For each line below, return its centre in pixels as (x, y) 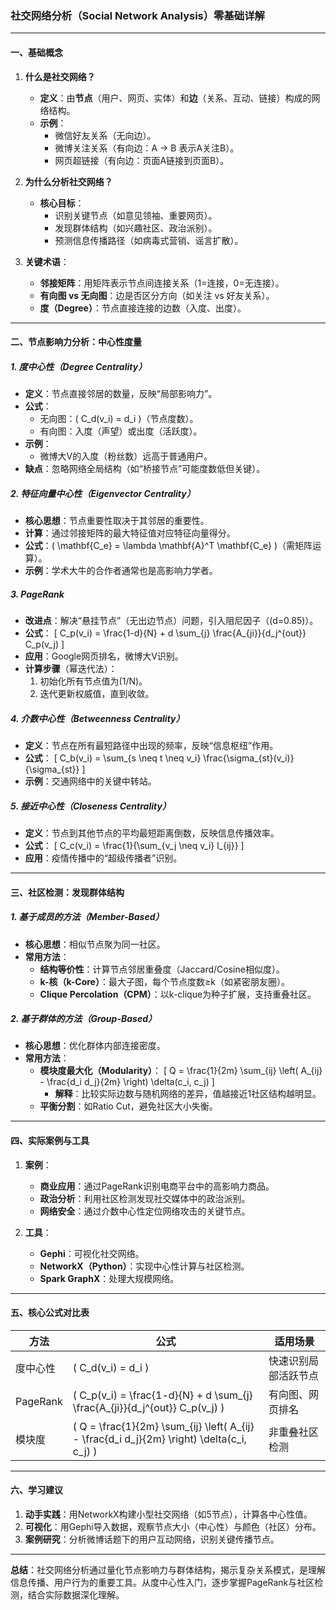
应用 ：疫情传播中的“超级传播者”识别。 (103, 858)
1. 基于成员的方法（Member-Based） (87, 917)
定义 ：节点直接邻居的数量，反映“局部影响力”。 (121, 394)
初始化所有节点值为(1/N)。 (93, 681)
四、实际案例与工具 (50, 1141)
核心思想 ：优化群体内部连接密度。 (95, 1046)
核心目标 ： (62, 203)
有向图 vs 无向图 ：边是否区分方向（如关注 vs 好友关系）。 (157, 295)
